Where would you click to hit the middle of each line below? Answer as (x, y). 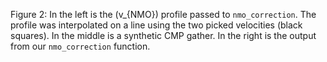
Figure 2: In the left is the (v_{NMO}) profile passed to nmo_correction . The (163, 14)
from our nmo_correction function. (80, 46)
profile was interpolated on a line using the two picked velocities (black (156, 25)
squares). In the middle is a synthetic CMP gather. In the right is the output (163, 35)
